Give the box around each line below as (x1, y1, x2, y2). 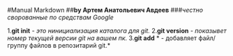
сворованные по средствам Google (7, 13, 114, 21)
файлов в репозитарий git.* (29, 41, 111, 49)
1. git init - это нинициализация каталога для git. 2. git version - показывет (7, 27, 227, 35)
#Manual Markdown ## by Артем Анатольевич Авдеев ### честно (7, 6, 204, 14)
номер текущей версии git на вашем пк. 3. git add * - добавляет (7, 34, 197, 42)
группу (7, 41, 28, 49)
